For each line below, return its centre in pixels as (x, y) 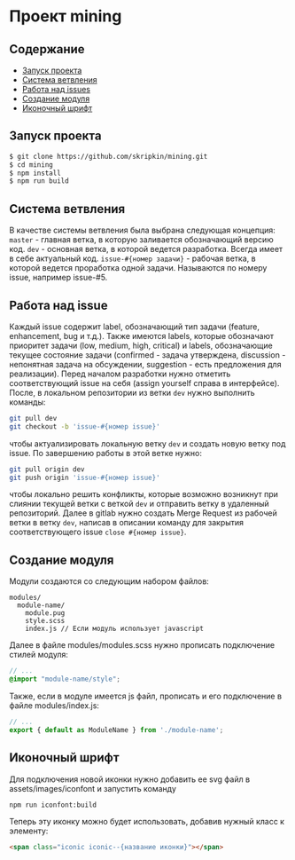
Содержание (47, 49)
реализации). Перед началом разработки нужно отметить (120, 374)
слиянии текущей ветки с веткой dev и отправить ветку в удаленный (140, 504)
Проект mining (66, 16)
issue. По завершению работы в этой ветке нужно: (105, 453)
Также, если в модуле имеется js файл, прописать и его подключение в (145, 696)
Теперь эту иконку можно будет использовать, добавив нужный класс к (147, 822)
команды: (27, 402)
